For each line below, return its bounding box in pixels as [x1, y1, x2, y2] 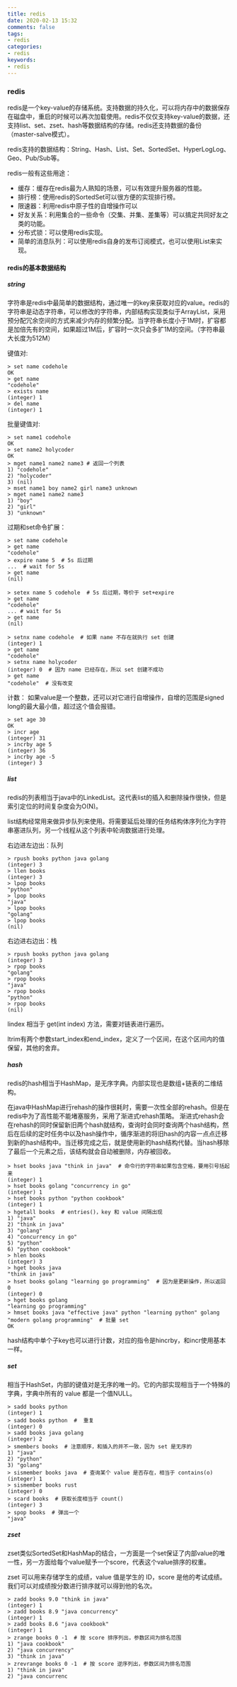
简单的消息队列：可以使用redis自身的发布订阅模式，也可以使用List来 [17, 236, 216, 245]
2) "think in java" [7, 1221, 65, 1228]
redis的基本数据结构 [7, 263, 67, 272]
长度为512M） [13, 334, 54, 343]
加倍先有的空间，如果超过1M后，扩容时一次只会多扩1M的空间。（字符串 [13, 325, 219, 333]
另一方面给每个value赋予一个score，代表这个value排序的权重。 [25, 1558, 210, 1567]
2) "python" [7, 1456, 42, 1463]
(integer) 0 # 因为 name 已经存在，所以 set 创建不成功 [7, 666, 164, 673]
